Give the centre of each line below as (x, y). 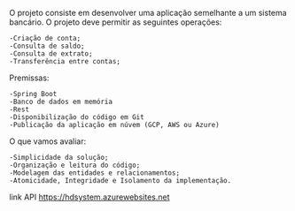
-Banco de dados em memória (61, 102)
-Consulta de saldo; (47, 46)
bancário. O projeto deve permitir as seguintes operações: (116, 22)
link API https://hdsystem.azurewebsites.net (89, 197)
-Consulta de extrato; (51, 54)
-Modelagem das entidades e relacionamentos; (94, 173)
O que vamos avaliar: (48, 141)
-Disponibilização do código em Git (77, 117)
